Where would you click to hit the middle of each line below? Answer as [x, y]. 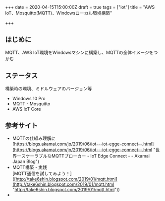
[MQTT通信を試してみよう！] [42, 174]
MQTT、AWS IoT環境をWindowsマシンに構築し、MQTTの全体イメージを [79, 52]
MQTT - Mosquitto [31, 104]
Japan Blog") [26, 161]
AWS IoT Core [27, 109]
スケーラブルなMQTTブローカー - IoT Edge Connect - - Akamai [85, 156]
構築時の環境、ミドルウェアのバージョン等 [49, 88]
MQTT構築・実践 [29, 167]
